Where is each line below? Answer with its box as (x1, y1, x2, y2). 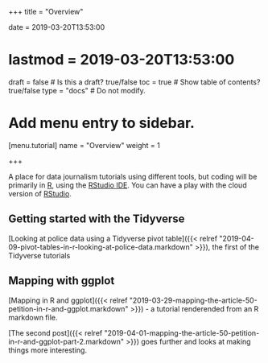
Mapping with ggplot (8, 274, 115, 288)
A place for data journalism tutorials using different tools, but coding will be (8, 171, 258, 181)
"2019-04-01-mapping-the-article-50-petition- (104, 328, 260, 337)
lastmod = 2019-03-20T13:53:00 (8, 51, 235, 69)
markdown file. (8, 312, 58, 322)
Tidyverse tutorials (8, 250, 71, 260)
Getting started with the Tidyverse (8, 212, 185, 226)
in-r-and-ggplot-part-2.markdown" (8, 336, 125, 346)
